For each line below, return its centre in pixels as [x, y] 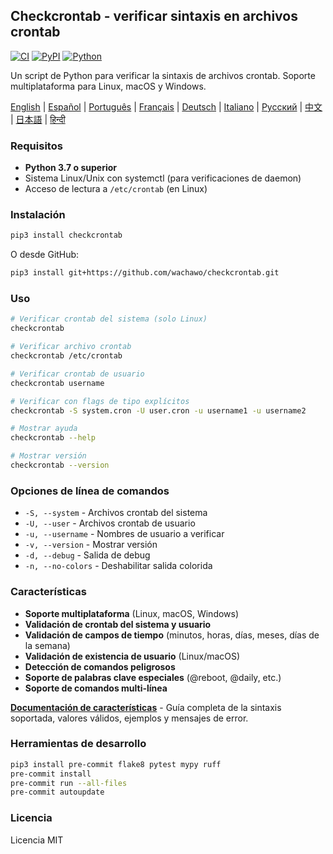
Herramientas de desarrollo [78, 744]
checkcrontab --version [60, 465]
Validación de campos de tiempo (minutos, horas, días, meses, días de [172, 635]
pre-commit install [51, 774]
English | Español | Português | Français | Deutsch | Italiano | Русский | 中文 [166, 106]
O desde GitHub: [45, 255]
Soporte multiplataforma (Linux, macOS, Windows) [132, 613]
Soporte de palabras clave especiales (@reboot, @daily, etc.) [153, 677]
